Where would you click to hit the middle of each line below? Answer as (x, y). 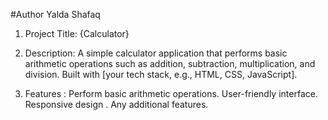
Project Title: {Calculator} (77, 33)
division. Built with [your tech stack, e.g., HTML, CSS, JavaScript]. (161, 74)
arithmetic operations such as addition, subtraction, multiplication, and (170, 63)
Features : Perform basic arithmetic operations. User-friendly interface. (171, 93)
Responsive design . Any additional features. (116, 104)
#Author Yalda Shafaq (55, 14)
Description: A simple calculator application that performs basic (156, 53)
